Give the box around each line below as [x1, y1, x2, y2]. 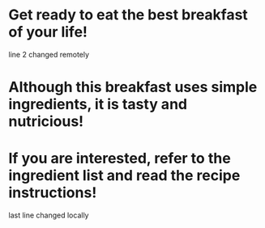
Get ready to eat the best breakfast [8, 6, 249, 24]
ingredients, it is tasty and [8, 95, 188, 114]
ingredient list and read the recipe [8, 167, 241, 185]
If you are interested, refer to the [8, 150, 231, 167]
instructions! [8, 184, 97, 202]
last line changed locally [8, 210, 89, 220]
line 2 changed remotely [8, 49, 90, 59]
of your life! [8, 23, 88, 41]
